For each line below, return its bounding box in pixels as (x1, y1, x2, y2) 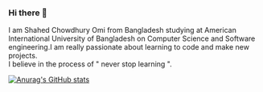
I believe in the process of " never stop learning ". (8, 59, 172, 69)
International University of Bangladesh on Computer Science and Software (8, 34, 256, 43)
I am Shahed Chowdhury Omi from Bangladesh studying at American (8, 26, 237, 35)
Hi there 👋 (8, 7, 48, 18)
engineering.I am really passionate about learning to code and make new (8, 42, 249, 52)
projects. (8, 51, 38, 61)
